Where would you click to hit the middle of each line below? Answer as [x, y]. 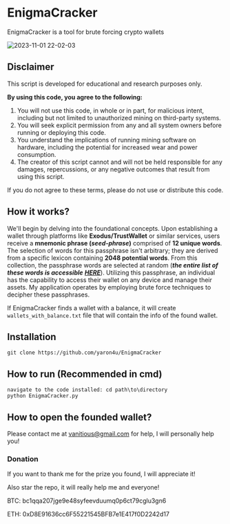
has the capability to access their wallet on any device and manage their [109, 280]
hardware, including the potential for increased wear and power [107, 147]
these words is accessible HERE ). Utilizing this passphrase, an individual [111, 272]
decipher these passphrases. [49, 294]
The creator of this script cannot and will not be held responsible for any [119, 162]
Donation [23, 459]
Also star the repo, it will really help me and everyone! [83, 487]
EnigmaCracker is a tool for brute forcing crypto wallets [86, 32]
